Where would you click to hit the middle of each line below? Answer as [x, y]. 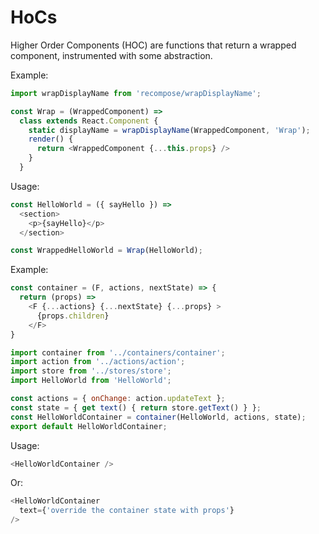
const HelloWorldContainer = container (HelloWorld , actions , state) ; [158, 417]
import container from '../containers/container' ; [118, 352]
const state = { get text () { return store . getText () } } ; [136, 407]
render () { [51, 139]
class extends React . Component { [89, 121]
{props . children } [73, 316]
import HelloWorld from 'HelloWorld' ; [91, 381]
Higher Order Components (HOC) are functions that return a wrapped [153, 45]
